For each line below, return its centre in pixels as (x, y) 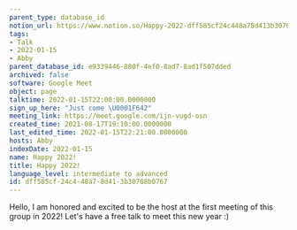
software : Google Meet (51, 83)
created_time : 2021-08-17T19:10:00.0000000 (91, 125)
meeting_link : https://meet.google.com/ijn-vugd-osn (108, 116)
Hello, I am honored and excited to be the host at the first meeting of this (141, 207)
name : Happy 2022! (43, 157)
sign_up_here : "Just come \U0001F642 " (80, 108)
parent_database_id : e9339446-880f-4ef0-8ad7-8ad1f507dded (120, 67)
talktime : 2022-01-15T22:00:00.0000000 (83, 100)
